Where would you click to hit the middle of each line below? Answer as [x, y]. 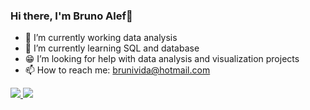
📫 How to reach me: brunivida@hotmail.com [117, 70]
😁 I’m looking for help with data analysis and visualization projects [162, 59]
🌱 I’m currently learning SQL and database [112, 48]
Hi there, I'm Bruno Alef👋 [71, 16]
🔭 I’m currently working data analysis [101, 38]
